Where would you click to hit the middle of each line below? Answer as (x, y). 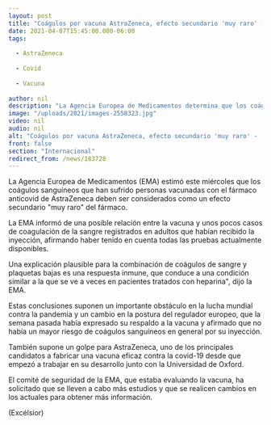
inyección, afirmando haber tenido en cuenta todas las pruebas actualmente (135, 240)
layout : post (30, 16)
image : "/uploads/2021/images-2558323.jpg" (83, 114)
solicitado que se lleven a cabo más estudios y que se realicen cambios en (132, 389)
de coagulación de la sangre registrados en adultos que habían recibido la (131, 232)
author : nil (28, 99)
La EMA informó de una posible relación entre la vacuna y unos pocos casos (135, 223)
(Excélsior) (26, 413)
